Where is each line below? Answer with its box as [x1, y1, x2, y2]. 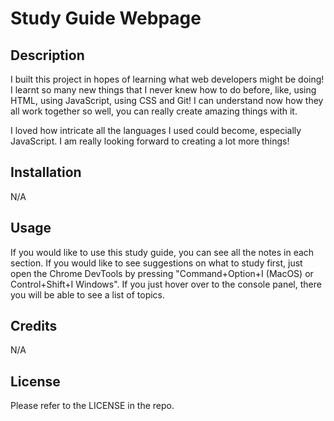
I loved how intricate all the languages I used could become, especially [10, 125, 302, 136]
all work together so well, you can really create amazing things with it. [10, 105, 298, 117]
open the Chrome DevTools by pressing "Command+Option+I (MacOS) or [10, 267, 314, 279]
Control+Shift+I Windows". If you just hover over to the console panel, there [10, 278, 322, 290]
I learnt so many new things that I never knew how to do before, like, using [10, 84, 317, 96]
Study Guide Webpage [10, 7, 202, 30]
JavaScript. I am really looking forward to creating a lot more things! [10, 135, 290, 147]
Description [10, 47, 85, 64]
